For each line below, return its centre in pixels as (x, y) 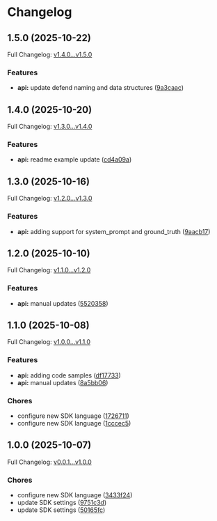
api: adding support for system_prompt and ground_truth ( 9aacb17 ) (114, 231)
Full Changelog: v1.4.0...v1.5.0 (50, 54)
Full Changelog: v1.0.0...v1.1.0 (49, 342)
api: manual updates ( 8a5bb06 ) (63, 382)
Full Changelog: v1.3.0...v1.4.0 (50, 127)
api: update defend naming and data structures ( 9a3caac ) (101, 88)
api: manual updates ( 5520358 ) (63, 303)
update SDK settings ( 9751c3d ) (62, 503)
